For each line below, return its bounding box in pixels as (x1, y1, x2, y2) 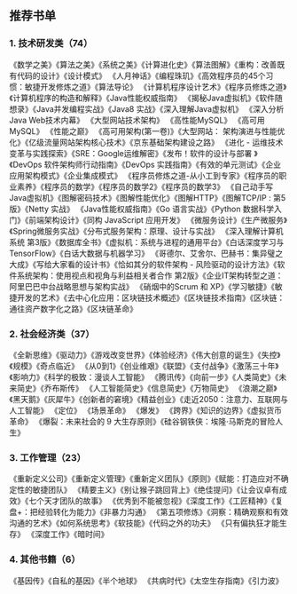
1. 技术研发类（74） (9, 37, 93, 50)
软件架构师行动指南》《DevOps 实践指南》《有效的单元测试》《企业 (43, 159, 282, 170)
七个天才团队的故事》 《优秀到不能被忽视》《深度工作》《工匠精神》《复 (27, 495, 284, 506)
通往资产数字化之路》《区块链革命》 (9, 303, 137, 313)
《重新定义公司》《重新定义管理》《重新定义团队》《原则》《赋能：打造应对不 (9, 473, 281, 484)
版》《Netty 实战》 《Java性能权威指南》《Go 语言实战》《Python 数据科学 (9, 203, 275, 214)
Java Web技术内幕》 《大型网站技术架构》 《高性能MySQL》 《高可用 (9, 115, 266, 125)
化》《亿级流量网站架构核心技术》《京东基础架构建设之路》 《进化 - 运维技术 (9, 137, 284, 147)
